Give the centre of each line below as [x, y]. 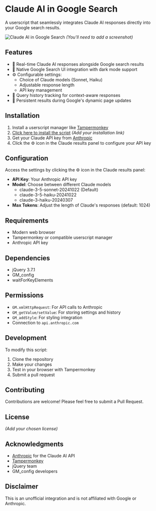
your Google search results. [33, 27]
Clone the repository [33, 359]
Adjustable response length [47, 85]
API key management [41, 90]
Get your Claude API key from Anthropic [52, 138]
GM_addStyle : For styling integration [47, 317]
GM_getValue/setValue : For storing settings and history [66, 312]
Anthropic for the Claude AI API [43, 456]
